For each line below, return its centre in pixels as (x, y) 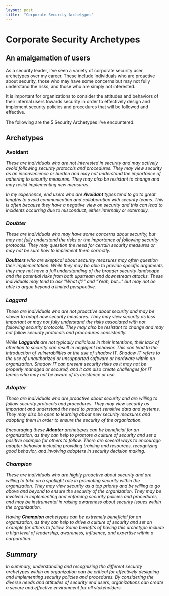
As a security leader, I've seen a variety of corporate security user (74, 70)
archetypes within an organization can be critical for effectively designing (82, 572)
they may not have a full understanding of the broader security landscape (83, 271)
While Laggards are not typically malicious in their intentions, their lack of (83, 342)
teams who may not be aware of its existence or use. (61, 374)
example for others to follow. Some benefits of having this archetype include (85, 528)
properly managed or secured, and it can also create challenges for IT (79, 369)
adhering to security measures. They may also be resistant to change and (83, 179)
